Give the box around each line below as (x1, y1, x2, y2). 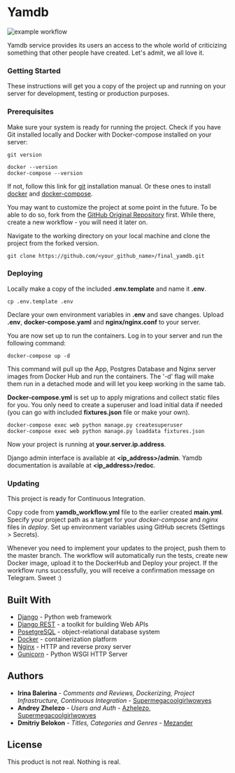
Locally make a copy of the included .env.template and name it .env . (7, 285, 207, 293)
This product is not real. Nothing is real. (7, 758, 121, 766)
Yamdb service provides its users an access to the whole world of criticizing (7, 41, 227, 49)
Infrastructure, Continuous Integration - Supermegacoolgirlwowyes (17, 696, 212, 704)
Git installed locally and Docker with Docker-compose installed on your (7, 130, 212, 139)
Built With (7, 594, 51, 606)
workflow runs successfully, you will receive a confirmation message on (7, 566, 215, 575)
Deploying (7, 268, 43, 278)
